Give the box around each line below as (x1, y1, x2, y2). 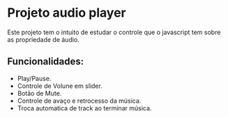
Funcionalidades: (7, 56, 84, 68)
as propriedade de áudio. (7, 35, 80, 43)
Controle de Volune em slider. (17, 82, 102, 90)
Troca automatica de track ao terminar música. (17, 103, 152, 112)
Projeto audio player (7, 5, 127, 21)
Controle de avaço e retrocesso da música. (17, 96, 142, 105)
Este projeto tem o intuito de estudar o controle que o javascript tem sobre (7, 28, 221, 36)
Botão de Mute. (17, 89, 62, 97)
